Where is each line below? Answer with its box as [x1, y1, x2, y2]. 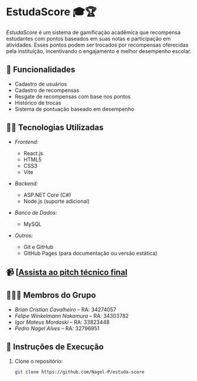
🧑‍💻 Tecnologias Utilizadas [6, 123, 104, 133]
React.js [23, 149, 43, 157]
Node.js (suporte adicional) [23, 198, 90, 205]
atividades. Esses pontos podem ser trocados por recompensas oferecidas [6, 41, 189, 48]
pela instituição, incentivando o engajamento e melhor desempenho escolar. [6, 47, 192, 54]
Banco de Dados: [14, 209, 57, 216]
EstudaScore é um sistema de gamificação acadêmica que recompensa [6, 28, 181, 36]
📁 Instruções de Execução [6, 342, 104, 352]
